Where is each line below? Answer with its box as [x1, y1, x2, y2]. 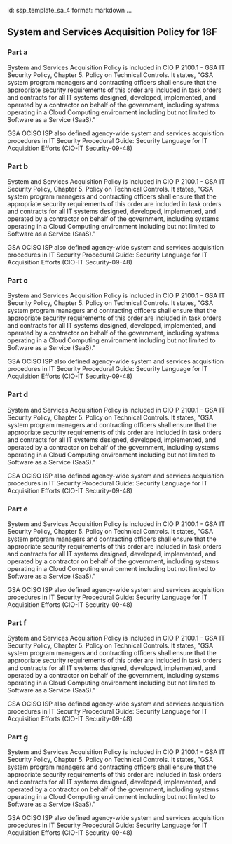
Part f [7, 617, 27, 627]
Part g [7, 732, 29, 742]
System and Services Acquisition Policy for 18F [7, 26, 217, 38]
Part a [7, 47, 28, 57]
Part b [7, 161, 29, 171]
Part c [7, 275, 28, 285]
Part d [7, 389, 29, 399]
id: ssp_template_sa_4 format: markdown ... [7, 6, 132, 14]
